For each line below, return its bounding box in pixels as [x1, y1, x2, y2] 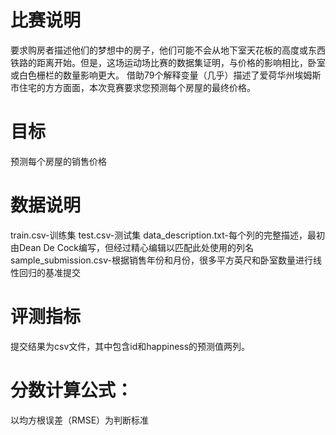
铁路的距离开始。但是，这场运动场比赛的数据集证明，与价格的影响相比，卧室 [10, 56, 326, 68]
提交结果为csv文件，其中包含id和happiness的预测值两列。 [10, 340, 251, 352]
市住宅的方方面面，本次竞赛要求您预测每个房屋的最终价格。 [10, 81, 256, 93]
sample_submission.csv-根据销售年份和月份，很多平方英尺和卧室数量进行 [10, 254, 313, 266]
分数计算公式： [10, 379, 134, 401]
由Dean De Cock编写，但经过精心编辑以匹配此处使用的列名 [10, 241, 254, 253]
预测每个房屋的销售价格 [10, 155, 107, 167]
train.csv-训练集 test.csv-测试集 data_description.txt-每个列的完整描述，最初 [10, 229, 325, 241]
